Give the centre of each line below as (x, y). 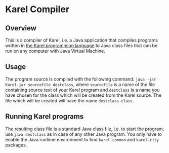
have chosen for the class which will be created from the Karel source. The (83, 95)
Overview (21, 28)
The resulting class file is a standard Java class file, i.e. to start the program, (85, 129)
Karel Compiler (37, 9)
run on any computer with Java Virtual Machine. (55, 51)
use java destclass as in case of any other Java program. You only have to (83, 134)
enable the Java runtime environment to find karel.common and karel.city (82, 139)
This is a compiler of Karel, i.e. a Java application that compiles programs (82, 40)
